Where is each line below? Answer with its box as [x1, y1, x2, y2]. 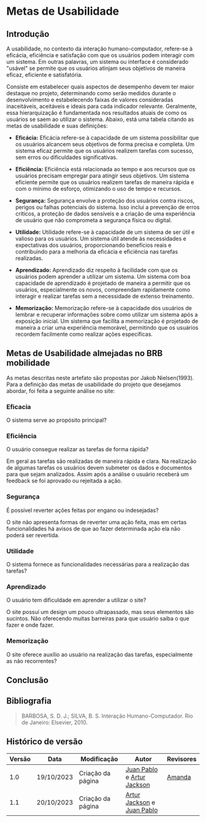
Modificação [80, 754, 118, 763]
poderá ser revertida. [6, 531, 60, 538]
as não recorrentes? [6, 657, 57, 664]
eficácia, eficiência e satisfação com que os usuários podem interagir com [6, 52, 195, 59]
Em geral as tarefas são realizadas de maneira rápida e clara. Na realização [6, 457, 197, 465]
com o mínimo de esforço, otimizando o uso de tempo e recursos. [15, 185, 182, 192]
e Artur [125, 772, 146, 781]
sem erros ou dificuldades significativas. [15, 153, 118, 161]
